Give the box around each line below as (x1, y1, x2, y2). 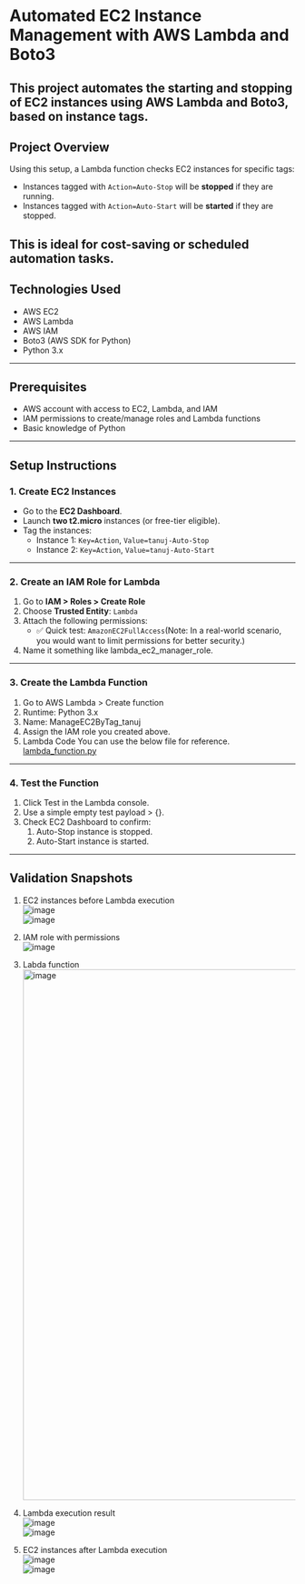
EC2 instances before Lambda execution (22, 895, 175, 906)
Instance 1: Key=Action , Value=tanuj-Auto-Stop (35, 535, 210, 546)
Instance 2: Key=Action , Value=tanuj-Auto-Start (35, 545, 215, 556)
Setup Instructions (9, 457, 117, 473)
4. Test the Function (9, 777, 100, 789)
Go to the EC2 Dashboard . (22, 506, 123, 516)
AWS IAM (22, 325, 59, 336)
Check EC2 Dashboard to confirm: (22, 816, 152, 827)
